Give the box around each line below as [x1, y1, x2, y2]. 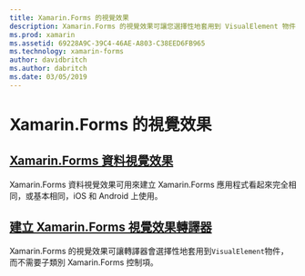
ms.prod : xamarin [9, 30, 76, 39]
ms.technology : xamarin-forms [9, 47, 125, 56]
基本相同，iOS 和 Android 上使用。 [33, 190, 163, 201]
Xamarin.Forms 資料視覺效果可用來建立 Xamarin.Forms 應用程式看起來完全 [9, 179, 289, 190]
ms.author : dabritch [9, 64, 88, 74]
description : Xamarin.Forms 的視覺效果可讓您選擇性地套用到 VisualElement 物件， [9, 22, 303, 31]
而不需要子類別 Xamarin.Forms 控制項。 [9, 256, 158, 268]
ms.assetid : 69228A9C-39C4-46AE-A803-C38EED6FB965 [9, 38, 206, 48]
